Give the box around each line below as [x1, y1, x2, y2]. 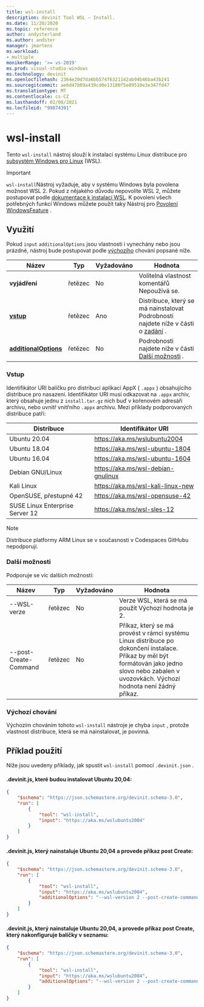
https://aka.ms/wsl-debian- [93, 464, 175, 472]
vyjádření [9, 279, 38, 288]
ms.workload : [6, 49, 39, 55]
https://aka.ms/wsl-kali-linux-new [93, 481, 194, 490]
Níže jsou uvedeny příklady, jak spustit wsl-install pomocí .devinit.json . [6, 761, 194, 768]
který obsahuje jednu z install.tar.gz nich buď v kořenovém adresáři [6, 397, 183, 404]
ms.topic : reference [6, 25, 59, 32]
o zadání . [138, 327, 167, 336]
